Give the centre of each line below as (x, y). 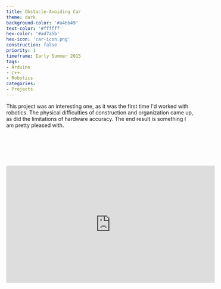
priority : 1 (21, 51)
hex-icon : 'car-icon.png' (38, 39)
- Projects (20, 89)
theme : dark (21, 17)
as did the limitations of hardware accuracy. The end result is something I (96, 119)
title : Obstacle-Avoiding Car (44, 12)
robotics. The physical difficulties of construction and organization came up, (100, 112)
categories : (21, 84)
